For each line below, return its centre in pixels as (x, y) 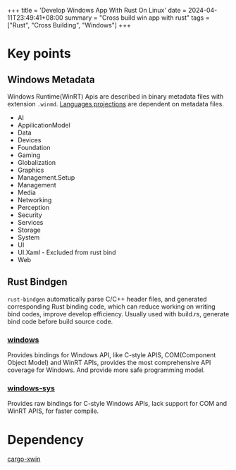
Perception (33, 208)
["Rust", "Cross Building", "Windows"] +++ (69, 25)
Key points (39, 54)
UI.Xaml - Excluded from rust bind (67, 252)
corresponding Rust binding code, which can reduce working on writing (112, 307)
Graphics (31, 170)
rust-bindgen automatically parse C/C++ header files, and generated (107, 299)
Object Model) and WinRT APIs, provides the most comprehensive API (109, 363)
